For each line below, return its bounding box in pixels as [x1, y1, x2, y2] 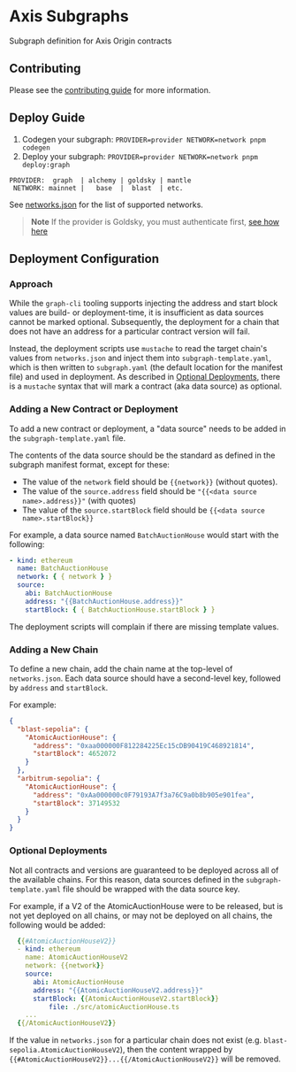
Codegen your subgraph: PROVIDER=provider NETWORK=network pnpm [21, 134, 267, 144]
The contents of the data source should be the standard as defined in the [9, 450, 276, 460]
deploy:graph [21, 160, 71, 169]
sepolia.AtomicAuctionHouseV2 [9, 1046, 121, 1055]
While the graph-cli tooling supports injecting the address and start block [9, 298, 278, 309]
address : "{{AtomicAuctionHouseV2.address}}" [32, 985, 203, 995]
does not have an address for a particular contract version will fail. [9, 326, 250, 337]
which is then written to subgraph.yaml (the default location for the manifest [9, 362, 284, 373]
